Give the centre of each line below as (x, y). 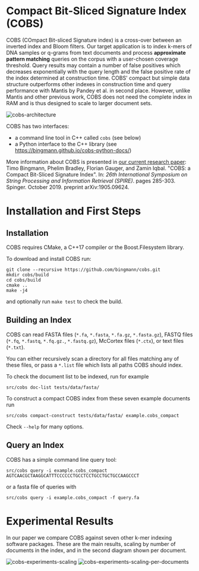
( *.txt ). (16, 347)
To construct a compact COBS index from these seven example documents (98, 398)
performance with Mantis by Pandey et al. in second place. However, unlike (98, 90)
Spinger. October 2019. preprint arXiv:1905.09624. (68, 187)
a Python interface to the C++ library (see (66, 144)
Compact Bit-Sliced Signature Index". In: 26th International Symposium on (97, 174)
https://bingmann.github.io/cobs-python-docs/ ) (73, 150)
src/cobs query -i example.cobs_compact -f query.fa (73, 497)
